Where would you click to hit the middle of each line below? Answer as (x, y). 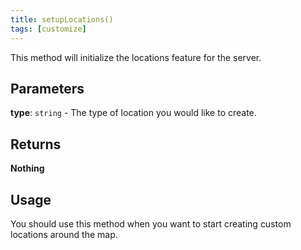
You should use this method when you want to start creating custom (151, 223)
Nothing (27, 168)
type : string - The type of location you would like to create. (133, 113)
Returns (36, 144)
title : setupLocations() (62, 19)
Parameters (47, 88)
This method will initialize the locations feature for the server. (136, 57)
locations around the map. (64, 234)
